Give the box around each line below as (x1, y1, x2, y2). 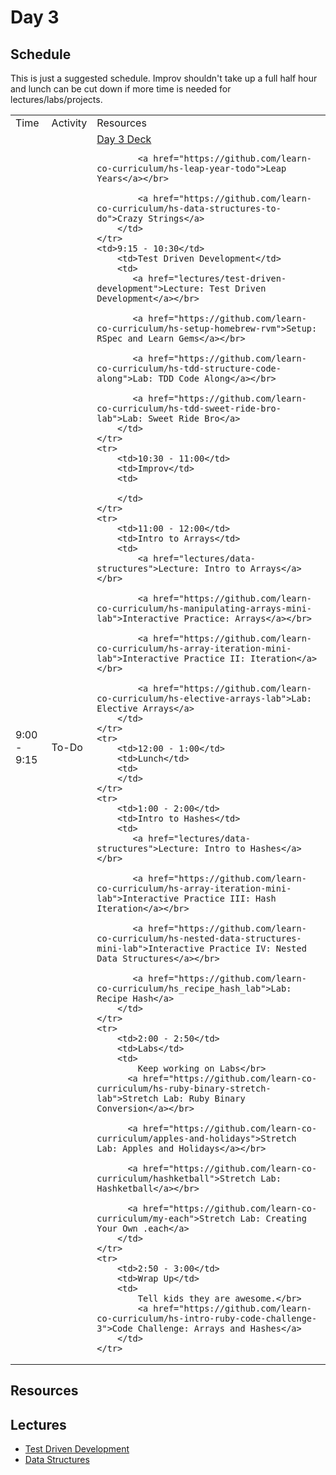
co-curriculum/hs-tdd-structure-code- (96, 363, 282, 374)
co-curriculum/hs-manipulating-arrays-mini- (96, 603, 313, 614)
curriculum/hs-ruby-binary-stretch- (96, 1083, 272, 1094)
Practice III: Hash (183, 893, 277, 904)
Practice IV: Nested (209, 943, 307, 954)
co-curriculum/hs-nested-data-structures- (96, 933, 302, 944)
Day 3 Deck (96, 132, 152, 146)
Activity (51, 116, 88, 130)
